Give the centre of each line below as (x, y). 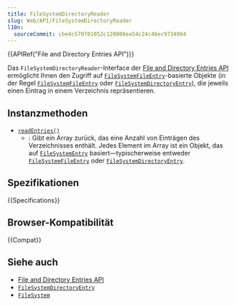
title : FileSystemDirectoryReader (59, 14)
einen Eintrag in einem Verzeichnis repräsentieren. (81, 91)
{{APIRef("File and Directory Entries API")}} (71, 54)
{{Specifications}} (34, 200)
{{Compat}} (24, 240)
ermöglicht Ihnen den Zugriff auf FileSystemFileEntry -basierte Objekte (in (117, 76)
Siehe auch (33, 262)
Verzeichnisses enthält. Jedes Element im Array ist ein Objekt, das (125, 146)
